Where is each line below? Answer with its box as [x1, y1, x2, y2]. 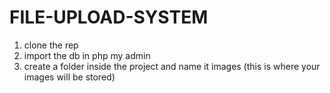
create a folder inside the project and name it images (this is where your [23, 60, 321, 72]
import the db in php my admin [23, 49, 151, 61]
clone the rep [23, 39, 79, 51]
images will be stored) [23, 71, 116, 83]
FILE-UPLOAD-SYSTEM [9, 6, 209, 29]
